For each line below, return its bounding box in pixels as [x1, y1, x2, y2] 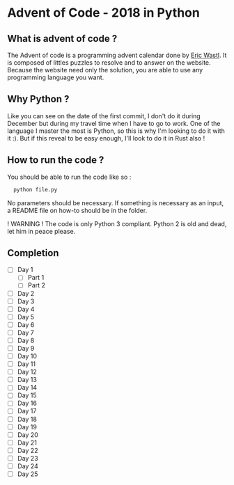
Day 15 [17, 391, 37, 399]
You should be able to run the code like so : [7, 173, 132, 181]
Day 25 [17, 470, 38, 478]
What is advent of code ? [7, 33, 118, 45]
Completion [7, 247, 59, 259]
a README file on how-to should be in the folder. [7, 206, 148, 214]
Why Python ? [7, 93, 70, 105]
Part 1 [27, 273, 45, 282]
